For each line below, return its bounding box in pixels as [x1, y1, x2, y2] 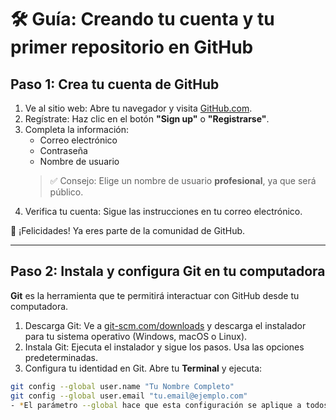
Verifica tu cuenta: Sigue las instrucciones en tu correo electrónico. [24, 206, 303, 217]
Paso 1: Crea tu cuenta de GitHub [10, 76, 220, 93]
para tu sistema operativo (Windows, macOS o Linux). [24, 330, 248, 342]
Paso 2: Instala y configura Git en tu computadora [10, 263, 326, 280]
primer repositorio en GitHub [10, 36, 254, 59]
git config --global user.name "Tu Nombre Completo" [10, 381, 235, 391]
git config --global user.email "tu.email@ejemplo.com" [10, 391, 248, 401]
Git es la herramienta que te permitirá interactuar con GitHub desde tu [10, 289, 300, 301]
